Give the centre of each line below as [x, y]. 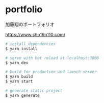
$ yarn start [19, 81]
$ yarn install [21, 49]
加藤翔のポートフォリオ [30, 24]
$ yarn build [19, 77]
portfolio [24, 9]
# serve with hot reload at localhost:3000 [52, 58]
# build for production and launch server [51, 72]
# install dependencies [31, 44]
